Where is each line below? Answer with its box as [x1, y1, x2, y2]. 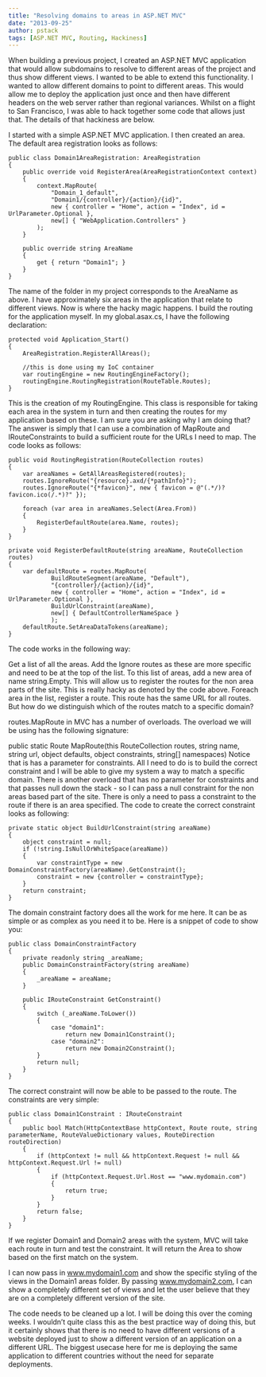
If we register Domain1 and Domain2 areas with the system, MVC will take [8, 1235, 249, 1246]
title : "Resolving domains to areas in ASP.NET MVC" [8, 11, 187, 20]
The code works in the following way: [8, 644, 131, 653]
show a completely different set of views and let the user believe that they [8, 1285, 250, 1294]
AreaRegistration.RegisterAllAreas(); [22, 349, 151, 358]
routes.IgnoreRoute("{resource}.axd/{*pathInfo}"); [22, 477, 197, 486]
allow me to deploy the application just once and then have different [8, 89, 230, 99]
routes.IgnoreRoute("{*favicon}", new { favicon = [22, 484, 194, 492]
